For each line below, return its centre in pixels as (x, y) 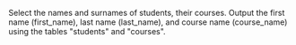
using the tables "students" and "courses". (87, 31)
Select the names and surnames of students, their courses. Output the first (147, 13)
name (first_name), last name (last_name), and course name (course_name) (148, 22)
